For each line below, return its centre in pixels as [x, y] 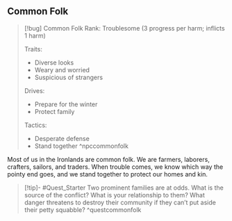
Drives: [34, 90]
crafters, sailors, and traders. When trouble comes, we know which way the [115, 167]
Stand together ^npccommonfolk [81, 146]
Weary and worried [62, 69]
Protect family [55, 111]
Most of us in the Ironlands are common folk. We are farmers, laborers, [108, 159]
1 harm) [35, 35]
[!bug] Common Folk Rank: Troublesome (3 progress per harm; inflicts [124, 28]
